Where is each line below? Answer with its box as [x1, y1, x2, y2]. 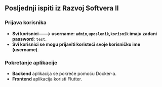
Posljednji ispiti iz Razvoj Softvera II [5, 4, 119, 13]
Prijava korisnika [5, 19, 47, 26]
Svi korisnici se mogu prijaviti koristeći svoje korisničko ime [12, 41, 140, 47]
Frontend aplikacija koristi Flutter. [12, 75, 82, 82]
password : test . [12, 36, 47, 42]
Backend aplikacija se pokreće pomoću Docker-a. [12, 70, 117, 76]
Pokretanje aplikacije [5, 59, 58, 66]
